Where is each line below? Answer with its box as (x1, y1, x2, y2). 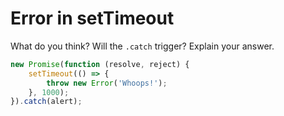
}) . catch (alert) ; (10, 97, 83, 107)
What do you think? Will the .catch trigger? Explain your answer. (10, 40, 275, 52)
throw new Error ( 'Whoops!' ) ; (46, 78, 168, 88)
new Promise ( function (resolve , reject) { (10, 59, 190, 69)
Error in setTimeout (10, 7, 175, 30)
